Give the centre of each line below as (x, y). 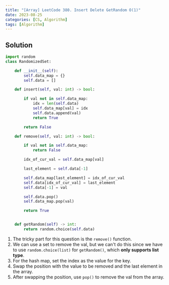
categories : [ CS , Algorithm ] (36, 19)
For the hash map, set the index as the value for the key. (72, 260)
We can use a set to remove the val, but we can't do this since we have (88, 244)
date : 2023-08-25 (24, 15)
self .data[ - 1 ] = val (46, 187)
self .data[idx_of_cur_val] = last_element (70, 183)
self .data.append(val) (57, 113)
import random (20, 57)
